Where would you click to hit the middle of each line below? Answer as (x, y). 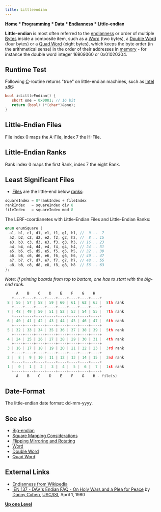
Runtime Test (26, 70)
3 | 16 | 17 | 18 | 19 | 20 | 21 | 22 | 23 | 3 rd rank (66, 348)
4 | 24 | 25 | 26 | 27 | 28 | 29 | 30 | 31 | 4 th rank (66, 339)
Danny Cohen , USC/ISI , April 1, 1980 (49, 494)
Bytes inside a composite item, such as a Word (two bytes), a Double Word (80, 38)
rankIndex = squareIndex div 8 (39, 205)
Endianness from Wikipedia (40, 484)
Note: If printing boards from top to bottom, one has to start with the (74, 279)
